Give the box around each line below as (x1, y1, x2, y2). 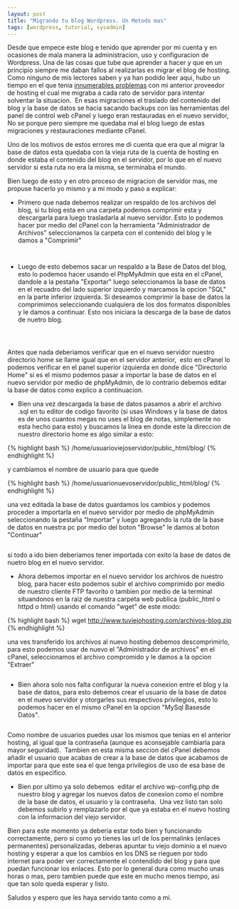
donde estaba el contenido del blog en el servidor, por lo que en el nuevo (7, 155, 222, 164)
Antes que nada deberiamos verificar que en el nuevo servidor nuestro (7, 348, 215, 356)
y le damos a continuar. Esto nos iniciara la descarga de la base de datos (17, 308, 231, 317)
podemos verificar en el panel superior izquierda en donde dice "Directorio (7, 363, 228, 371)
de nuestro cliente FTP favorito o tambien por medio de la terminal (17, 587, 213, 596)
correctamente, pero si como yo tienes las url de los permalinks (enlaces (7, 834, 221, 843)
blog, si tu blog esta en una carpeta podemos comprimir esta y (17, 206, 202, 215)
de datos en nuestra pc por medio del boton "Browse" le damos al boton (7, 523, 220, 532)
